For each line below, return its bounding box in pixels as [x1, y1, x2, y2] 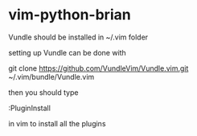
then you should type [8, 87, 79, 97]
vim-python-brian [8, 6, 131, 24]
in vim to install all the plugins [8, 118, 106, 128]
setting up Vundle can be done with [8, 47, 126, 57]
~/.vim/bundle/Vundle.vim [8, 72, 95, 81]
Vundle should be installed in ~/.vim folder [8, 32, 149, 42]
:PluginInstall [8, 103, 51, 113]
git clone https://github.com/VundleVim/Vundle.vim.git [8, 63, 189, 73]
